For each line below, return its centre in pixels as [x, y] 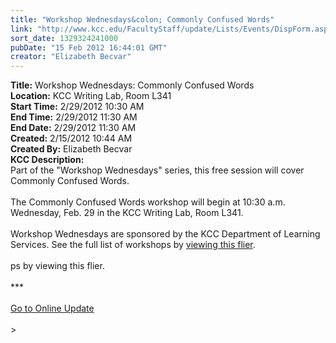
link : [21, 29]
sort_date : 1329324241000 [64, 38]
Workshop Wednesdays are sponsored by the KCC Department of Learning [165, 234]
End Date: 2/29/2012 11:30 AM [73, 128]
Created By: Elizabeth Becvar [71, 149]
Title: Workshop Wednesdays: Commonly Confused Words [132, 85]
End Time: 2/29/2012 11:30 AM [74, 117]
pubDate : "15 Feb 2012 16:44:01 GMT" [89, 47]
